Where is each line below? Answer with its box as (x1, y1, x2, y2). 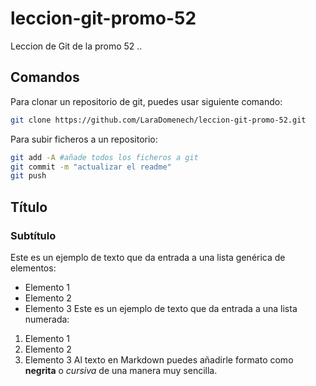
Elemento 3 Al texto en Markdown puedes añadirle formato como (24, 353, 294, 366)
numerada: (24, 313, 70, 325)
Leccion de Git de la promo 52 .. (10, 40, 143, 52)
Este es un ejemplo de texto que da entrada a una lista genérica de (10, 251, 286, 263)
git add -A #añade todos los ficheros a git (10, 152, 199, 162)
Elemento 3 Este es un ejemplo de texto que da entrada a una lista (24, 302, 298, 314)
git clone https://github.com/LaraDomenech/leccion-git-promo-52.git (10, 115, 307, 125)
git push (10, 171, 47, 181)
